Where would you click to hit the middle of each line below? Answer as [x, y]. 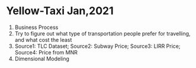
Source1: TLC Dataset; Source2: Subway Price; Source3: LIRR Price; [97, 46]
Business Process [36, 27]
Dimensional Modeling [42, 59]
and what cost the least [43, 40]
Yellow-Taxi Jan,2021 [60, 11]
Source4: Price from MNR [46, 52]
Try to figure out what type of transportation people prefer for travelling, [102, 33]
